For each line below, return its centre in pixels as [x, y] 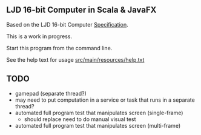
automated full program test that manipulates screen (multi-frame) [97, 125]
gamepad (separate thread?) [51, 93]
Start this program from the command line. [59, 48]
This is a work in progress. [39, 36]
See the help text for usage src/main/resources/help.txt [75, 59]
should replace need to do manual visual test [80, 119]
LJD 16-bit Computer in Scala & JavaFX [81, 10]
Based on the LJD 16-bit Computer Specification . [67, 24]
